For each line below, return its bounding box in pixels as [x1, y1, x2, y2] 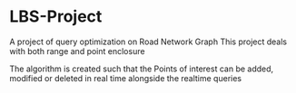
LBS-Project [9, 6, 103, 27]
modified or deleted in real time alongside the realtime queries [9, 72, 242, 83]
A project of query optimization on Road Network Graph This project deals [9, 36, 288, 47]
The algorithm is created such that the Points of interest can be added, [9, 63, 274, 74]
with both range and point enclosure [9, 45, 145, 56]
